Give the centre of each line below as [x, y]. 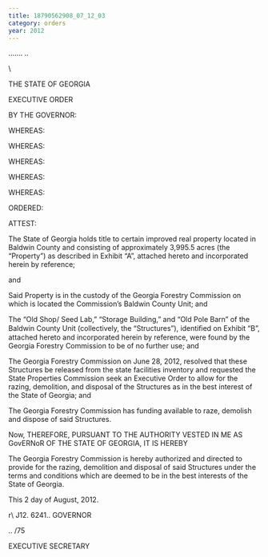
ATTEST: [23, 224]
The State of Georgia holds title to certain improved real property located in [132, 239]
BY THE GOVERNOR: [43, 115]
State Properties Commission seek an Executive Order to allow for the [123, 378]
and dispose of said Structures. [60, 420]
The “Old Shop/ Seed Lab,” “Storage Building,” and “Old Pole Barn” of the [129, 320]
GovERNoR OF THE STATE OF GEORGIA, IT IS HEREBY [98, 444]
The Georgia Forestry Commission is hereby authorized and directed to [125, 459]
